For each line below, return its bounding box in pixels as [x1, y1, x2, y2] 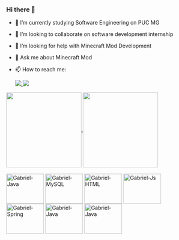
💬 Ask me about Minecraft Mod [14, 54, 93, 61]
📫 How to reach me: [14, 66, 67, 73]
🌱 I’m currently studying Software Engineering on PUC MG [14, 19, 160, 26]
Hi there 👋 [6, 5, 36, 14]
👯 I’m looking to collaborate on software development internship [14, 31, 174, 38]
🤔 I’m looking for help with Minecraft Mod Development [14, 42, 152, 50]
